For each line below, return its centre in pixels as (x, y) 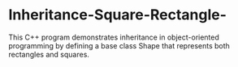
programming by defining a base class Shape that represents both (119, 45)
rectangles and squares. (49, 54)
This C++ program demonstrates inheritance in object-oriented (114, 37)
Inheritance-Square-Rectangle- (118, 15)
